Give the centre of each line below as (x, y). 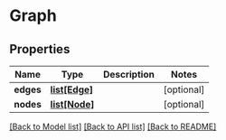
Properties (40, 49)
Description (129, 75)
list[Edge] (71, 89)
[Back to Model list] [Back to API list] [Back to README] (113, 126)
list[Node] (72, 104)
